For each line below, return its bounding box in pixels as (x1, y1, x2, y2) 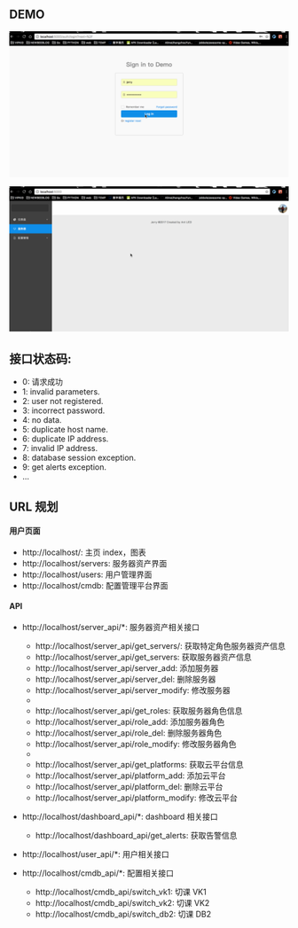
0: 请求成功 (21, 377, 64, 387)
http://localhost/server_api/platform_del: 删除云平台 (35, 782, 223, 792)
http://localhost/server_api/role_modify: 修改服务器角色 (35, 739, 237, 750)
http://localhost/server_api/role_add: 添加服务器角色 (35, 717, 225, 728)
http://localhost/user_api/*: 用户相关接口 (21, 849, 170, 860)
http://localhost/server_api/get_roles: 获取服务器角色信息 (35, 706, 243, 716)
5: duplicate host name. (21, 425, 108, 435)
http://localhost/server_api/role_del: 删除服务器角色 (35, 728, 223, 738)
